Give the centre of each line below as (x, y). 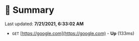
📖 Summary (29, 10)
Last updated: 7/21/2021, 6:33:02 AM (44, 24)
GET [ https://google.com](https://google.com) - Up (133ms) (73, 33)
